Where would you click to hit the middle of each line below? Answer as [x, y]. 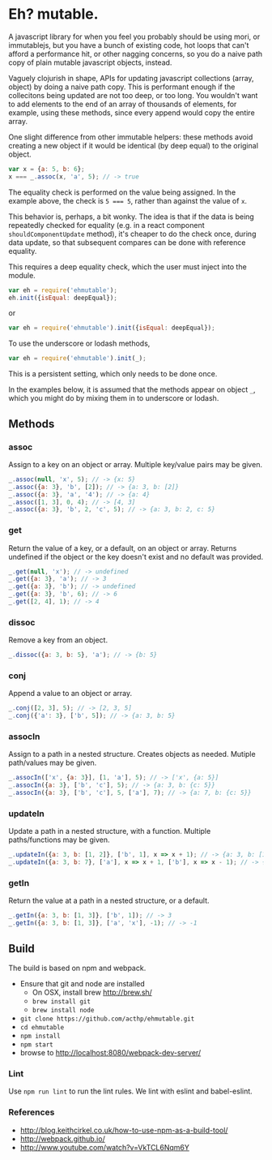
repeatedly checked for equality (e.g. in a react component [106, 225]
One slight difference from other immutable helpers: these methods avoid [131, 137]
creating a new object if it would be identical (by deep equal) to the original [134, 145]
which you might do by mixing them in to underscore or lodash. [114, 398]
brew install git [62, 1001]
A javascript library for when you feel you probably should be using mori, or [134, 37]
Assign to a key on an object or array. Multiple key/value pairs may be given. [136, 464]
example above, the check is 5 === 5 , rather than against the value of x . [128, 200]
